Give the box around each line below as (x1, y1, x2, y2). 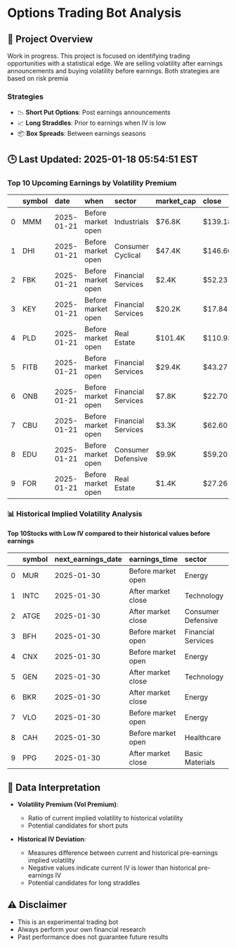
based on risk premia (7, 74, 69, 82)
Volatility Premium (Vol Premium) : (17, 800, 119, 808)
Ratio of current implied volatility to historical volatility (27, 813, 183, 822)
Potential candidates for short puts (27, 821, 129, 830)
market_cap (155, 196, 197, 206)
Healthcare (185, 733, 221, 743)
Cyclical (114, 250, 141, 260)
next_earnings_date (54, 555, 123, 565)
